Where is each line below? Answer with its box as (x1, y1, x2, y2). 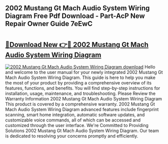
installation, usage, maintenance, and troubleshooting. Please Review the (5, 90, 156, 96)
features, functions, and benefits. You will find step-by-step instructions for (5, 85, 160, 91)
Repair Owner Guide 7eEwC (5, 19, 93, 28)
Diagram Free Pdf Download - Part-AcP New (5, 12, 145, 20)
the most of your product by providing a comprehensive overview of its (5, 80, 151, 85)
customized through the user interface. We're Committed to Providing (5, 122, 149, 128)
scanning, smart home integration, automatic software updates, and (5, 112, 145, 117)
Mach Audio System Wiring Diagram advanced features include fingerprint (5, 106, 159, 112)
